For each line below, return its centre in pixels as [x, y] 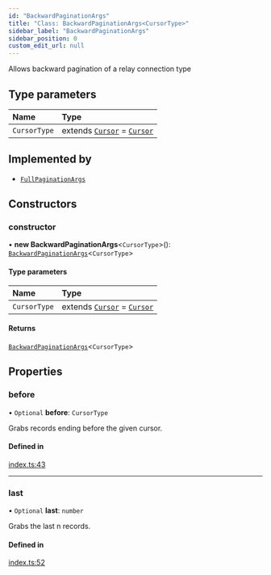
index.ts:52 [27, 563]
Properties [35, 372]
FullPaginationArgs [53, 179]
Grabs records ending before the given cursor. [85, 428]
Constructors [43, 204]
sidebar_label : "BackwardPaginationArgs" [79, 31]
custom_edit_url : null [46, 46]
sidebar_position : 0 [43, 38]
